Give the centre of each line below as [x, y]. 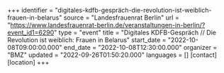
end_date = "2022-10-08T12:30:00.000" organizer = [140, 47]
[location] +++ [28, 62]
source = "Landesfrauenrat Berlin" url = [121, 18]
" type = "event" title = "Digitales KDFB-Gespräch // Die [135, 32]
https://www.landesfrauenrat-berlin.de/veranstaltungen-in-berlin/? [108, 25]
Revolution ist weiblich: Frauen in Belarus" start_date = [87, 40]
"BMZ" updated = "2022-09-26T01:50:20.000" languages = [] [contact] [112, 55]
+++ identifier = [30, 10]
